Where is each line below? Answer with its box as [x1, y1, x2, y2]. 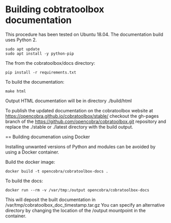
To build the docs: [5, 178, 43, 184]
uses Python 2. [5, 37, 37, 43]
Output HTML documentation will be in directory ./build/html [5, 97, 132, 104]
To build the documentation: [5, 79, 65, 85]
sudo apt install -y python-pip [5, 51, 74, 56]
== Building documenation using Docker [5, 134, 90, 140]
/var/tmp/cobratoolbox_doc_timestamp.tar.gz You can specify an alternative [5, 202, 165, 208]
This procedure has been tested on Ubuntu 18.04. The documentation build [5, 31, 163, 37]
